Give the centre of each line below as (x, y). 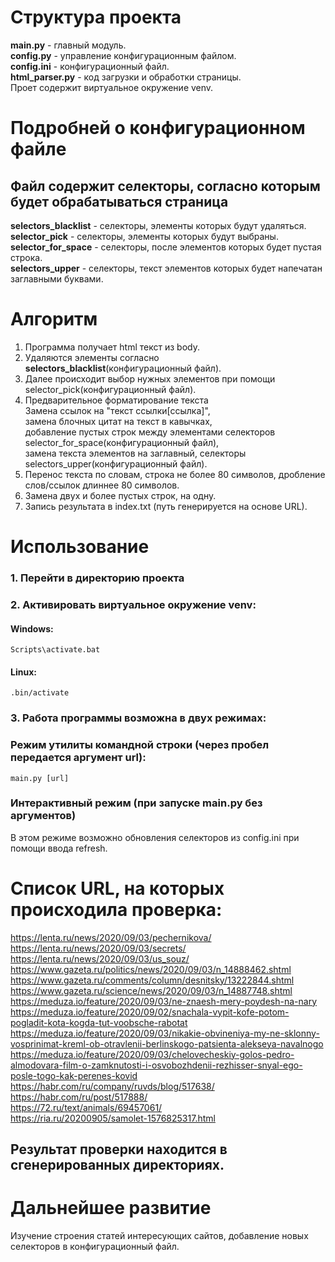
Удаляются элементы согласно (92, 357)
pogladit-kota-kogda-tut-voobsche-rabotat (99, 1022)
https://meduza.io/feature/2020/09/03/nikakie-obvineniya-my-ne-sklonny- (165, 1033)
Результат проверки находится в (119, 1149)
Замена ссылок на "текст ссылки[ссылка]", (117, 410)
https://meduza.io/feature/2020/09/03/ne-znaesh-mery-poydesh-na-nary (164, 1001)
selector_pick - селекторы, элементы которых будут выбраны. (144, 236)
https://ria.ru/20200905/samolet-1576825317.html (113, 1118)
